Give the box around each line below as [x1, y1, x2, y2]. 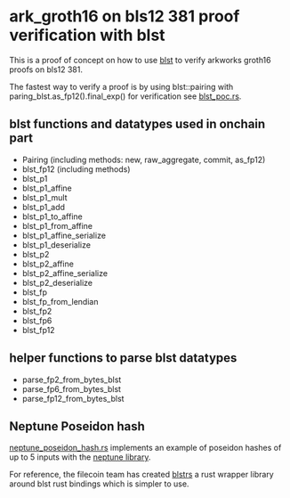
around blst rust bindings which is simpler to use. [9, 478, 189, 489]
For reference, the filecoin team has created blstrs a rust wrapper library [9, 469, 274, 480]
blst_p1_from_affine [21, 220, 93, 231]
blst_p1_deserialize [21, 239, 92, 250]
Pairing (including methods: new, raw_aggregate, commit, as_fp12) [21, 154, 266, 165]
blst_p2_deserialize [21, 277, 93, 288]
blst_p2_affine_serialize [21, 267, 109, 278]
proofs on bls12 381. [9, 64, 83, 75]
